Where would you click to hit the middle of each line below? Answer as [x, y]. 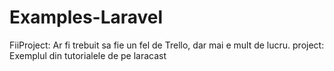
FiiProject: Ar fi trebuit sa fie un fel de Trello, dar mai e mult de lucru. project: [167, 45]
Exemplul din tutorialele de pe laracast [88, 55]
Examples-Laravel [86, 17]
